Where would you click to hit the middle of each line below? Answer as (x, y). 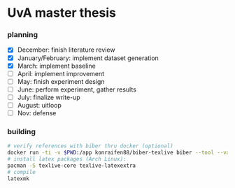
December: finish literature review (66, 50)
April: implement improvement (61, 73)
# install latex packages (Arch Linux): (67, 159)
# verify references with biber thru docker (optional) (90, 146)
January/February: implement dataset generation (88, 58)
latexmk (19, 179)
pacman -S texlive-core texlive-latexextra (72, 166)
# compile (22, 172)
